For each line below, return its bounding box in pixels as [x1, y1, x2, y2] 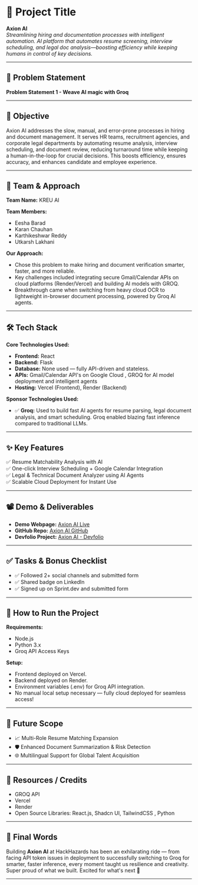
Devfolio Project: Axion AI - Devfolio [14, 533, 104, 540]
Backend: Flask [14, 359, 53, 366]
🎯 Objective [6, 111, 49, 121]
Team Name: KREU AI [6, 196, 60, 204]
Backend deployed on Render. [14, 677, 88, 684]
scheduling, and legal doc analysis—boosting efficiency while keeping [6, 44, 178, 51]
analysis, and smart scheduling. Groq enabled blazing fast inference [14, 414, 180, 421]
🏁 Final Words [6, 832, 58, 842]
